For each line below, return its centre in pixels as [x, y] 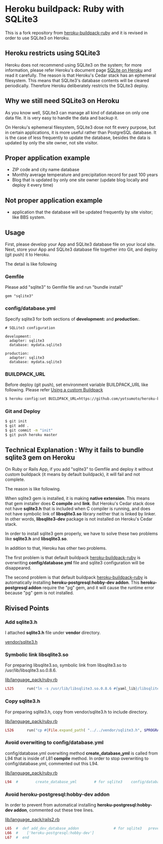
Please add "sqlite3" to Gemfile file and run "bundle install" [64, 287]
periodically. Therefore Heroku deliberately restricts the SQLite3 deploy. [77, 86]
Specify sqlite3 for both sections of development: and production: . [73, 319]
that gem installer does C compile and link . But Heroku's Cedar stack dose [80, 504]
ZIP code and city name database [46, 170]
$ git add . [17, 426]
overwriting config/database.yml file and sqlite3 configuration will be [75, 563]
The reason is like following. [33, 489]
